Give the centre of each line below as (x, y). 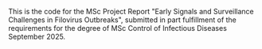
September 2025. (37, 36)
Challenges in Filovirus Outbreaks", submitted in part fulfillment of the (123, 20)
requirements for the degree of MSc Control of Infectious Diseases (117, 28)
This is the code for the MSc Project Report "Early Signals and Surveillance (131, 11)
